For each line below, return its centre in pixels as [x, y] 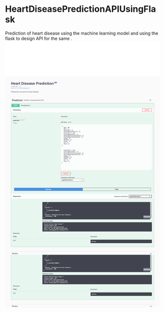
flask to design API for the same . [39, 38]
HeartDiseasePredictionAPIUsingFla [81, 9]
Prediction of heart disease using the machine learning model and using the [82, 33]
